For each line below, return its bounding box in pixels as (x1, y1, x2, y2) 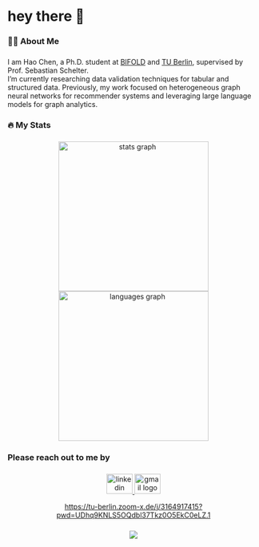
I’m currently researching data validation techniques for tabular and (7, 74, 229, 84)
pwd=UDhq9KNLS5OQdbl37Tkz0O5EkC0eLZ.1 (56, 510, 211, 520)
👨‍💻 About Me (7, 36, 59, 47)
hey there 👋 (7, 7, 85, 26)
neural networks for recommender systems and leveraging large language (7, 91, 252, 101)
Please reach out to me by (7, 451, 110, 462)
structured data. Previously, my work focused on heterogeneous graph (7, 83, 241, 93)
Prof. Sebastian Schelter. (7, 65, 89, 75)
